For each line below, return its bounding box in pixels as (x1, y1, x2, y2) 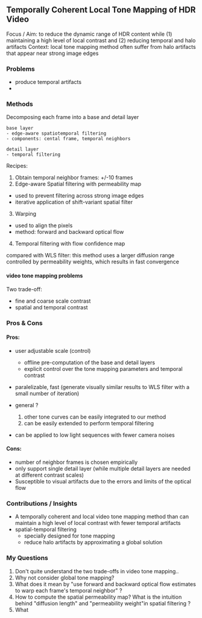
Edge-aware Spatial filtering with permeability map (14, 181, 142, 188)
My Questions (6, 554, 48, 562)
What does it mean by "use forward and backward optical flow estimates (14, 580, 196, 588)
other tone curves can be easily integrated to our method (24, 413, 166, 420)
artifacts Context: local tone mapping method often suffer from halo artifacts (6, 43, 196, 50)
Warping (14, 210, 37, 217)
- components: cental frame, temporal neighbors (6, 136, 131, 142)
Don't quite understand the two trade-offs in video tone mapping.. (14, 567, 179, 575)
